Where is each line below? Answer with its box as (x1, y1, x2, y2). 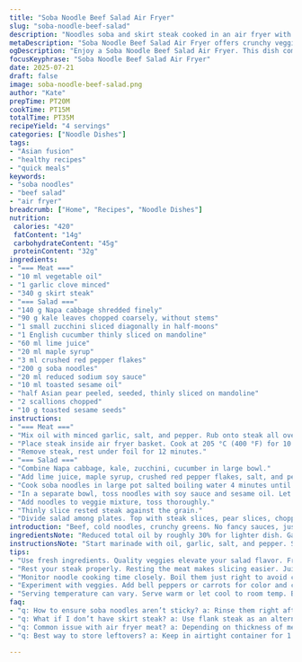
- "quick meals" (9, 163, 70, 172)
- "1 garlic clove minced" (9, 280, 111, 289)
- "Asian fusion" (9, 146, 75, 155)
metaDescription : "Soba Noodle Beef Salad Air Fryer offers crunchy (9, 38, 271, 48)
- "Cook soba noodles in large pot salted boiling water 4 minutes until (9, 481, 292, 490)
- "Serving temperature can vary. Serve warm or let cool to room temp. (9, 589, 288, 598)
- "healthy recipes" (9, 154, 87, 164)
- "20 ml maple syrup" (9, 347, 94, 356)
